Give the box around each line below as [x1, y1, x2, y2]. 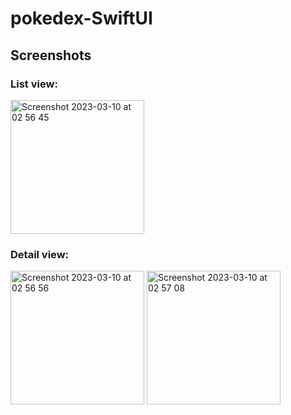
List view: [10, 77, 58, 91]
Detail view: [10, 247, 70, 261]
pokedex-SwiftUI [10, 7, 153, 30]
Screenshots [10, 47, 92, 64]
